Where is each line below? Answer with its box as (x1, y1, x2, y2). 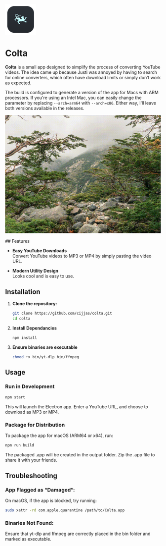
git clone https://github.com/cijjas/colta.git (12, 311, 112, 316)
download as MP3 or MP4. (5, 409, 59, 415)
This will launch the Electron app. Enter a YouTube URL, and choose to (5, 404, 148, 410)
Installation (5, 287, 41, 296)
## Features (5, 238, 30, 244)
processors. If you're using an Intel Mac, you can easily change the (5, 95, 142, 101)
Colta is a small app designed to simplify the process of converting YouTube (5, 64, 161, 70)
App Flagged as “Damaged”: (5, 486, 75, 493)
